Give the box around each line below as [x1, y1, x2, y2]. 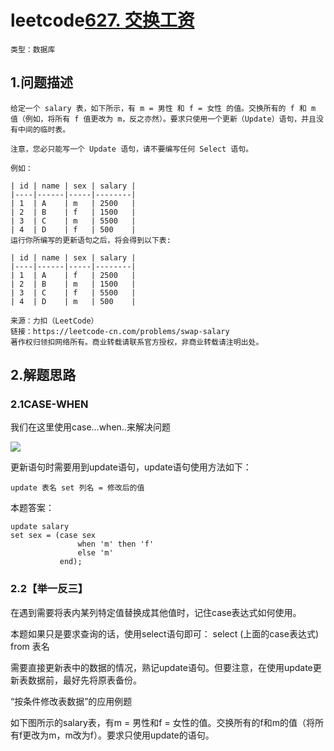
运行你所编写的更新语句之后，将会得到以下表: [10, 235, 172, 245]
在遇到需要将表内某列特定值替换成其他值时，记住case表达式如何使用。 [10, 606, 302, 618]
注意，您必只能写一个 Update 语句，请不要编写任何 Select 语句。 [10, 144, 254, 154]
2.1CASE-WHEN [10, 397, 89, 411]
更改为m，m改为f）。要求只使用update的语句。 [22, 729, 215, 741]
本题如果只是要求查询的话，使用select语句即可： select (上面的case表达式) [10, 627, 319, 640]
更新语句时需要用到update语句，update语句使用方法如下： [10, 461, 252, 473]
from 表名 [10, 640, 50, 652]
